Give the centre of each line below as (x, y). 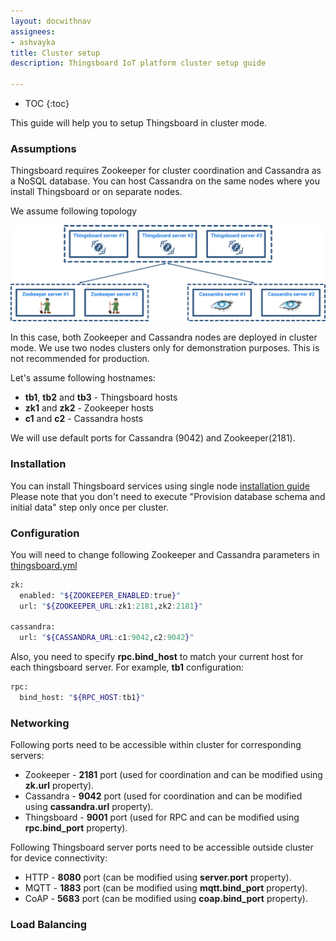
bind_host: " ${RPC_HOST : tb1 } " (82, 698)
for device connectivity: (59, 858)
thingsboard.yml (44, 565)
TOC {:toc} (47, 103)
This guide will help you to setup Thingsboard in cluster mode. (139, 123)
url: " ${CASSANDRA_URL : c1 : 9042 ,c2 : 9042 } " (107, 638)
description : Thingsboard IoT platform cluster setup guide (138, 63)
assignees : (33, 31)
